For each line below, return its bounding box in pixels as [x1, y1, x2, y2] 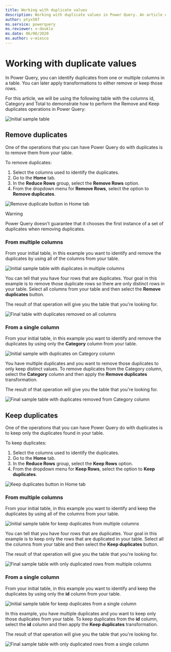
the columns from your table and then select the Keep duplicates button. [5, 541, 159, 547]
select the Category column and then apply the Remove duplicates [5, 371, 148, 377]
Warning [5, 211, 23, 217]
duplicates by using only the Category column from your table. [5, 341, 137, 347]
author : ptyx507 [5, 17, 40, 22]
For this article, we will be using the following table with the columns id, [5, 95, 155, 101]
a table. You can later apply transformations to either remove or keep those [5, 80, 163, 86]
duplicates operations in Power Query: [5, 106, 86, 112]
